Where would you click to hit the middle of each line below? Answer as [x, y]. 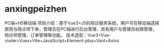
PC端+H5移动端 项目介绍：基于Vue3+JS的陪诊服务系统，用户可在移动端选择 [82, 23]
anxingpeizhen [36, 9]
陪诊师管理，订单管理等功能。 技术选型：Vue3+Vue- [58, 35]
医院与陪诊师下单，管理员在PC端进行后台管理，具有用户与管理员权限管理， [81, 29]
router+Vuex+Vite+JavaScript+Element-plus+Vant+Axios [62, 40]
